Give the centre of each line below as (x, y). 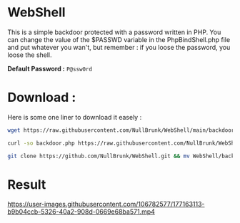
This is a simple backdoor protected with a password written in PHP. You (114, 32)
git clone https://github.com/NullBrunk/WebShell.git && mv (99, 156)
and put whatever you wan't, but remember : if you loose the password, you (119, 47)
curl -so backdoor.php (41, 143)
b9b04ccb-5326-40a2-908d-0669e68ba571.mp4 (81, 212)
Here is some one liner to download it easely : (75, 117)
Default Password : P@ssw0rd (50, 68)
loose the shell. (30, 55)
